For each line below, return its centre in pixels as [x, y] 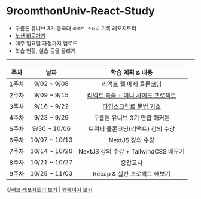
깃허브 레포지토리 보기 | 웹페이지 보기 [49, 189]
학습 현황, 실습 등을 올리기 [45, 50]
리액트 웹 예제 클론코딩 [132, 84]
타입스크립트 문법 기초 [132, 106]
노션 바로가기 [30, 36]
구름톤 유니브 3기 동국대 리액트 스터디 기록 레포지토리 [75, 28]
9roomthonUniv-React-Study [80, 11]
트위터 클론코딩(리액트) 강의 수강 [132, 128]
